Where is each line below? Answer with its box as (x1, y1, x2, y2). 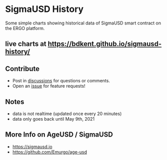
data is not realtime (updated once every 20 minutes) (12, 111, 122, 117)
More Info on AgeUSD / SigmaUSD (5, 131, 113, 139)
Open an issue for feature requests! (12, 83, 86, 89)
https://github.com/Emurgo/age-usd (12, 149, 87, 155)
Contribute (5, 64, 40, 73)
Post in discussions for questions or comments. (12, 78, 110, 84)
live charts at (5, 40, 46, 48)
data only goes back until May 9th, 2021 (12, 116, 95, 122)
